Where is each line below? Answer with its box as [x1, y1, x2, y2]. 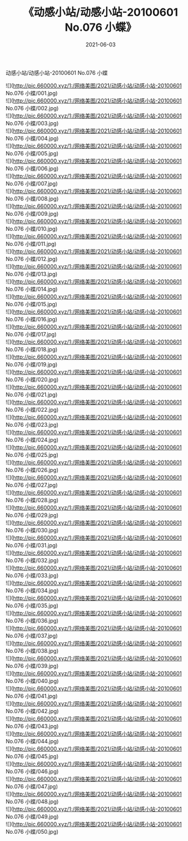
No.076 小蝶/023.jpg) [5, 421, 58, 428]
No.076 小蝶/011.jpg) [5, 240, 57, 247]
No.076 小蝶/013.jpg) [5, 270, 58, 277]
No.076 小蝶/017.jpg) [5, 330, 57, 338]
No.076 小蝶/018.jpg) [5, 345, 58, 353]
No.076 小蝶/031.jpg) [5, 541, 58, 549]
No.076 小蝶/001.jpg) [5, 89, 58, 96]
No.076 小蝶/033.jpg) [5, 572, 59, 579]
